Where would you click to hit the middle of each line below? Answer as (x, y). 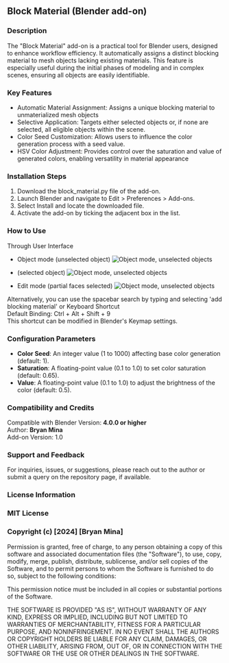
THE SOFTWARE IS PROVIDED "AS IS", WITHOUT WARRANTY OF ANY (107, 610)
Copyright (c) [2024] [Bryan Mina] (65, 532)
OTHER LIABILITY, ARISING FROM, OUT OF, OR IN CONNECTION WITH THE (115, 646)
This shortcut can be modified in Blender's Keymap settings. (93, 321)
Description (27, 31)
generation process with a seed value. (71, 144)
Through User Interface (40, 245)
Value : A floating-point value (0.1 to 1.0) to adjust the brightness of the (116, 383)
